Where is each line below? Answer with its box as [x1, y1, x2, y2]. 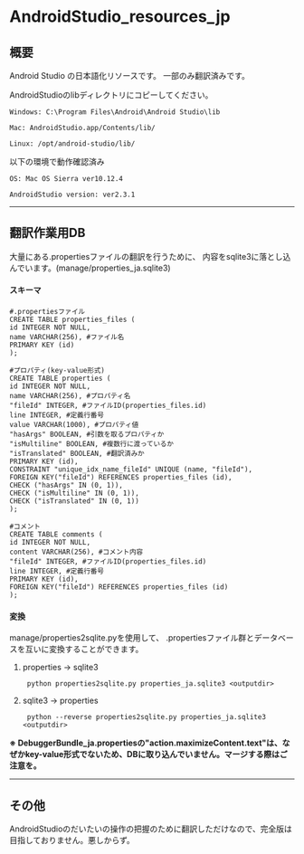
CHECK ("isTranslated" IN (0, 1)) [9, 497, 140, 506]
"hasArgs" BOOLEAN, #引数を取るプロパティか [9, 430, 165, 440]
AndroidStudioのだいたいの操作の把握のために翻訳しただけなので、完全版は [9, 823, 292, 834]
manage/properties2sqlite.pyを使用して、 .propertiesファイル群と [9, 632, 255, 643]
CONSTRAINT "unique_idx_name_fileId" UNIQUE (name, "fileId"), [9, 465, 253, 474]
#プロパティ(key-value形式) [9, 366, 106, 375]
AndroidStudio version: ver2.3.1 [9, 190, 136, 199]
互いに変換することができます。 [24, 644, 144, 655]
